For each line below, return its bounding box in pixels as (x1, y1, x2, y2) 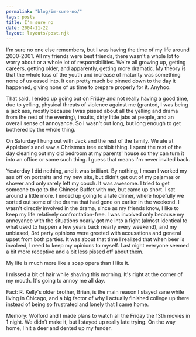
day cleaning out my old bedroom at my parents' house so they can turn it (6, 150, 184, 157)
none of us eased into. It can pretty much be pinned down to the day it (6, 77, 176, 85)
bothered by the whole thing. (6, 126, 76, 133)
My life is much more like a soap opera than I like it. (6, 260, 130, 267)
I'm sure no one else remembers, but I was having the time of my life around (6, 46, 190, 53)
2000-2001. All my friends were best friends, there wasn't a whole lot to (6, 53, 180, 60)
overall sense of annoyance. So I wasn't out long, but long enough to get (6, 120, 181, 127)
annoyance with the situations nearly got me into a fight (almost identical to (6, 217, 188, 224)
